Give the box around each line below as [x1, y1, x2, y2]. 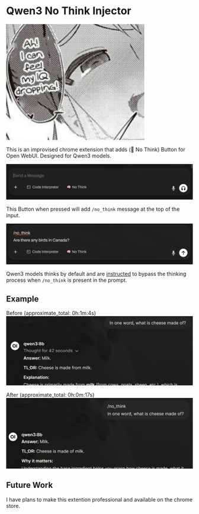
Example [6, 294, 39, 304]
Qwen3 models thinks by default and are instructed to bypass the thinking [6, 271, 187, 278]
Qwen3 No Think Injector [6, 4, 131, 18]
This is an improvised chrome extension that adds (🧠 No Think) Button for [6, 146, 185, 153]
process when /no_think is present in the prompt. [6, 277, 127, 284]
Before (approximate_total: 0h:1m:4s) [6, 309, 97, 316]
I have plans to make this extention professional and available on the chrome [6, 496, 193, 503]
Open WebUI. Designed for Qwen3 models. [6, 152, 111, 159]
